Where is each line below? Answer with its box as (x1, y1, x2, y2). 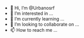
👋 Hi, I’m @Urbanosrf (10, 5, 55, 11)
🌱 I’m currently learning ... (10, 16, 65, 22)
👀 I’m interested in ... (10, 10, 53, 16)
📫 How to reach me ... (10, 27, 58, 33)
